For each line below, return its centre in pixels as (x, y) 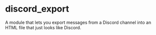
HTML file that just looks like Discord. (43, 27)
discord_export (37, 9)
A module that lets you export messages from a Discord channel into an (78, 22)
